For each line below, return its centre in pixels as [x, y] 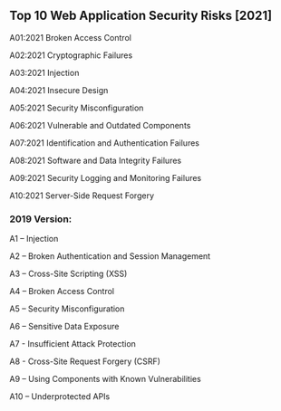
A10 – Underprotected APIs [60, 397]
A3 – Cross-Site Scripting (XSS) [68, 274]
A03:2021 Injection [44, 72]
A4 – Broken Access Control [62, 292]
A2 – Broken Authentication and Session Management [110, 256]
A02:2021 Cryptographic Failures [71, 55]
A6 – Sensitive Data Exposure [64, 327]
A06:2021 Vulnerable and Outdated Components [100, 125]
